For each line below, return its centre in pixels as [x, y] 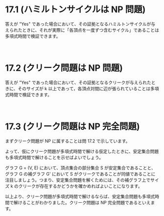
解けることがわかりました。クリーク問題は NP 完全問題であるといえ [82, 202]
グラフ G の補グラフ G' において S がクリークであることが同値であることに [80, 174]
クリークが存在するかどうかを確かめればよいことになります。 [81, 186]
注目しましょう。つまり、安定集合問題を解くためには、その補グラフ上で [78, 180]
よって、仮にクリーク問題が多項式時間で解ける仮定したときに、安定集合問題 [82, 151]
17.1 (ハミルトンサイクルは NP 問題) [75, 10]
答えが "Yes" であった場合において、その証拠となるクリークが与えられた [78, 82]
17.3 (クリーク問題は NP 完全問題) [73, 127]
